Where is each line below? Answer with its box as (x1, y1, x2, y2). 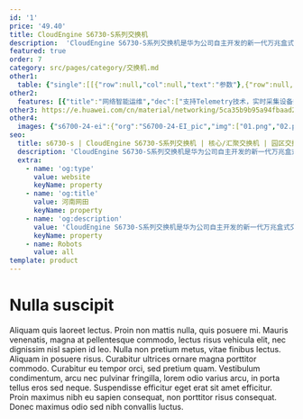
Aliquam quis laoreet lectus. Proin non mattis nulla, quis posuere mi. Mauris (9, 324, 289, 335)
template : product (9, 256, 78, 266)
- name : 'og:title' (25, 189, 99, 198)
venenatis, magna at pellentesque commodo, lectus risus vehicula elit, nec (9, 334, 287, 345)
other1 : (9, 72, 39, 81)
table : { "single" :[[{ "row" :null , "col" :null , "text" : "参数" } (17, 80, 242, 89)
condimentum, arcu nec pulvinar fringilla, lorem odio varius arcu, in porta (9, 372, 280, 383)
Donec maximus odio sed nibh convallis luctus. (9, 401, 184, 412)
